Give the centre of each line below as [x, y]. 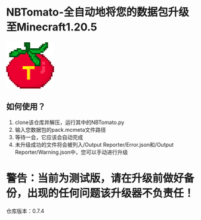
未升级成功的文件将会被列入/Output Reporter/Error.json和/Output [94, 144]
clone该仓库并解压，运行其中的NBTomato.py [69, 122]
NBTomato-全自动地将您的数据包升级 [98, 12]
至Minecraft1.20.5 [52, 27]
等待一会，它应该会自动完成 [49, 137]
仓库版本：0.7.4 [25, 211]
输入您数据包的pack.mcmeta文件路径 [60, 129]
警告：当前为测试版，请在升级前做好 [95, 178]
